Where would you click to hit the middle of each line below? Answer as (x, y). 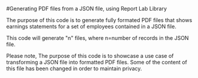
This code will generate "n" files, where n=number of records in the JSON (97, 38)
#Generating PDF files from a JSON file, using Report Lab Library (86, 9)
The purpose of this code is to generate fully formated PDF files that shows (99, 20)
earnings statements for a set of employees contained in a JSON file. (91, 26)
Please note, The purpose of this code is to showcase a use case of (90, 56)
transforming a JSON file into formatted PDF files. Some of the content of (97, 62)
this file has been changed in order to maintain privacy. (74, 68)
